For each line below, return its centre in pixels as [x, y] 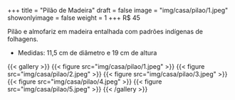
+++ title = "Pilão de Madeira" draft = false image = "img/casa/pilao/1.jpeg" [118, 10]
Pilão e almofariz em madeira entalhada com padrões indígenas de [105, 32]
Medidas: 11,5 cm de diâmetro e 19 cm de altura [87, 53]
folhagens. [23, 39]
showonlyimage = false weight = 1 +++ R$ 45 [74, 18]
